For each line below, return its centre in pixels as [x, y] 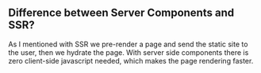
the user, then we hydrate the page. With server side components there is [129, 52]
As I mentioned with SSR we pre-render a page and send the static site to [128, 44]
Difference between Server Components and [121, 13]
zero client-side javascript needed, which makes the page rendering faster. [131, 60]
